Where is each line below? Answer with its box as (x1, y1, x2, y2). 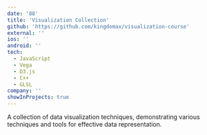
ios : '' (7, 36, 30, 43)
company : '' (7, 87, 41, 94)
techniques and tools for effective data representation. (7, 120, 162, 128)
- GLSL (13, 81, 32, 88)
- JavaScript (13, 55, 51, 62)
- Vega (13, 62, 32, 69)
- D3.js (13, 68, 36, 75)
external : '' (7, 29, 45, 37)
